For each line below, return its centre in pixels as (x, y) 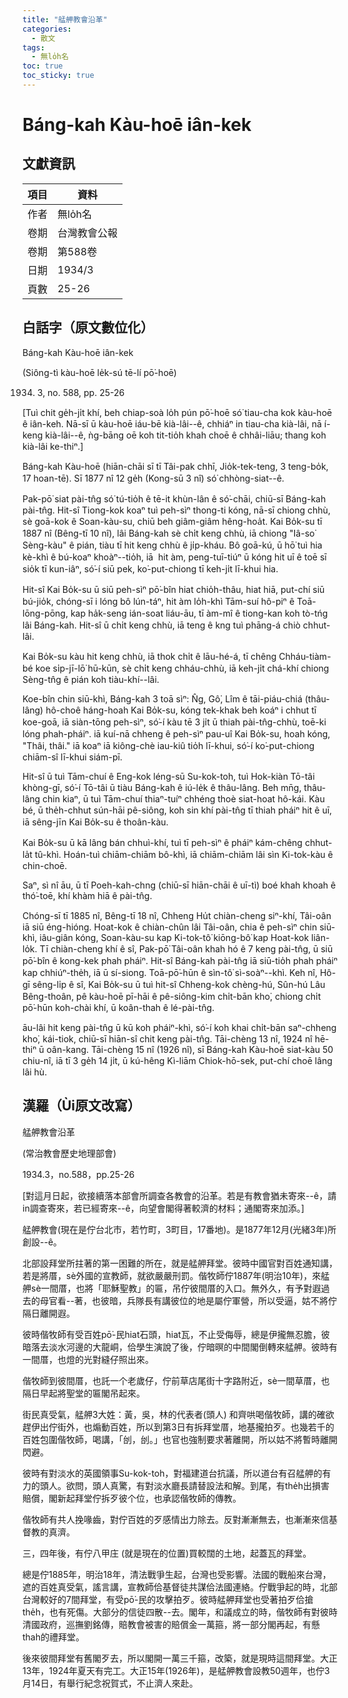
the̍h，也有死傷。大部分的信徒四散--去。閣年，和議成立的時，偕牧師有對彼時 (180, 1612)
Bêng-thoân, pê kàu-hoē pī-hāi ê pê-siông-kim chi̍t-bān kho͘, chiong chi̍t (172, 996)
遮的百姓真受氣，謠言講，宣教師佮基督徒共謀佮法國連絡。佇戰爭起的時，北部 (180, 1587)
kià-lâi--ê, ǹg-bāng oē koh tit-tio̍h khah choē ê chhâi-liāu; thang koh (186, 435)
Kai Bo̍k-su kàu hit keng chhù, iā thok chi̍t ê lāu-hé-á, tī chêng (149, 656)
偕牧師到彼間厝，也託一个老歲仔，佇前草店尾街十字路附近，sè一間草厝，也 (176, 1380)
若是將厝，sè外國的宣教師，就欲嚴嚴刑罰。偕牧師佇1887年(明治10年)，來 (172, 1275)
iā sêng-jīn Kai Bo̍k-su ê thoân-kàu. (95, 822)
